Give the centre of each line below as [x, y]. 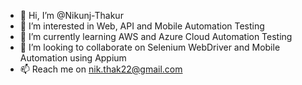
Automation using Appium [73, 58]
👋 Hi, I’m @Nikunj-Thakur [71, 15]
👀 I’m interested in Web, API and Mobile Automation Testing [142, 26]
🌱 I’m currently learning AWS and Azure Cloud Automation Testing [156, 36]
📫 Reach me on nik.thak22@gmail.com [101, 69]
